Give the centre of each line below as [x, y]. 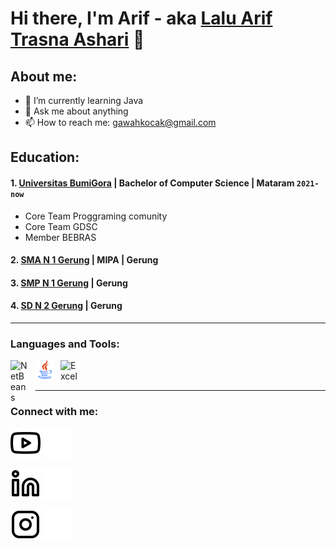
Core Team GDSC [61, 226]
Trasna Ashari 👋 [77, 39]
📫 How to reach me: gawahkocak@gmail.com [120, 122]
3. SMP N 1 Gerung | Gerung [69, 283]
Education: [45, 157]
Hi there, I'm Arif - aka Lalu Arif [141, 18]
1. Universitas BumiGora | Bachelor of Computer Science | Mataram [152, 183]
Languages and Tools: [65, 344]
